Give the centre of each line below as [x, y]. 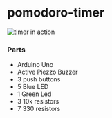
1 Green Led [34, 94]
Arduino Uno [35, 65]
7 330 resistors [39, 109]
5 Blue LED [33, 87]
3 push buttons [39, 79]
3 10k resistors [38, 101]
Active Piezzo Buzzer [47, 72]
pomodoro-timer [56, 13]
